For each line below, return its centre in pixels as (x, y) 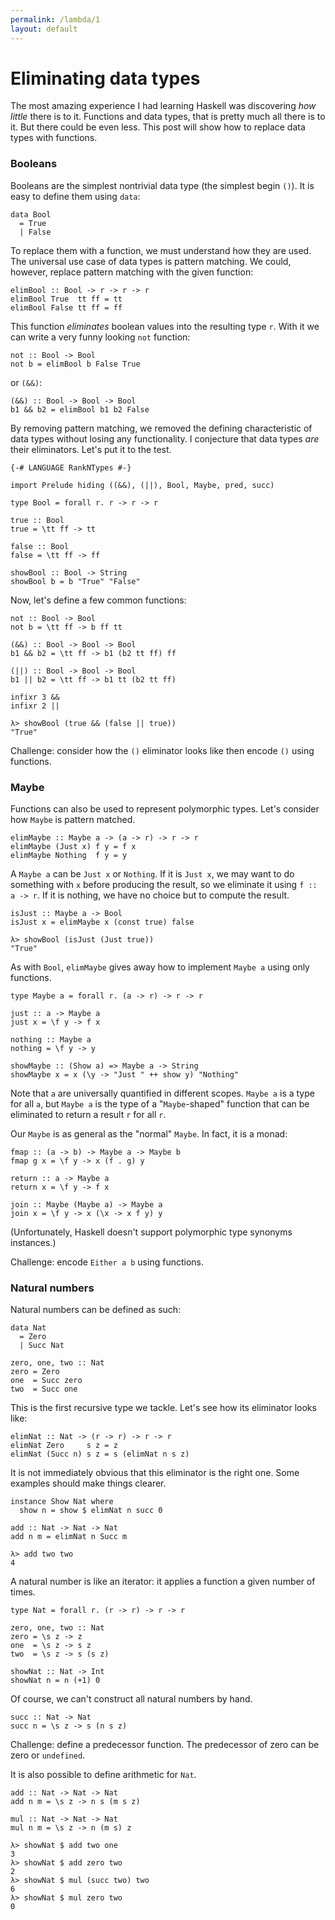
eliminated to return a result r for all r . (88, 1115)
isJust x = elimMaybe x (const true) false (102, 922)
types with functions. (54, 138)
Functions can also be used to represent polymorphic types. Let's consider (165, 809)
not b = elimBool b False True (75, 364)
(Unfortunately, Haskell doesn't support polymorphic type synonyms (151, 1232)
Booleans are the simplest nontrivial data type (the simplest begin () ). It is (162, 185)
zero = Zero (35, 1372)
